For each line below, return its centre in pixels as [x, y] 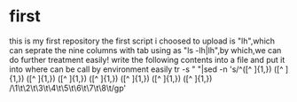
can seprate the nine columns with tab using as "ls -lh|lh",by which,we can [145, 50]
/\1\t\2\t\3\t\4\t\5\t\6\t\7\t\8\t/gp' [68, 88]
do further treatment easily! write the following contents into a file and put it [147, 59]
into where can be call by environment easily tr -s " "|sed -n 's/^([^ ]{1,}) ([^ [146, 69]
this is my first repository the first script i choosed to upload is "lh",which [142, 41]
